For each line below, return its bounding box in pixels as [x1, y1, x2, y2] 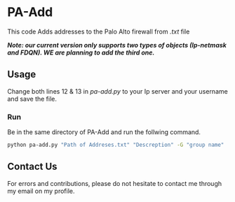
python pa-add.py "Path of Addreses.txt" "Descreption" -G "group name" [7, 141, 224, 149]
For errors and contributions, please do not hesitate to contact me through [7, 179, 222, 187]
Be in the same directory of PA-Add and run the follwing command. [7, 128, 201, 136]
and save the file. [7, 94, 58, 103]
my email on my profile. [7, 187, 75, 195]
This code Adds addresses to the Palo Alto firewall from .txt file [7, 27, 190, 36]
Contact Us [7, 161, 58, 173]
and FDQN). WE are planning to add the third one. [7, 48, 155, 57]
